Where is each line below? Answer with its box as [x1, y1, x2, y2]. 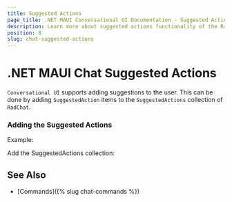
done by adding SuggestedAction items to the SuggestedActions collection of [7, 96, 223, 104]
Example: [7, 136, 34, 144]
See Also [7, 169, 46, 181]
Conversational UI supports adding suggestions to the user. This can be [7, 88, 213, 97]
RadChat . [7, 103, 31, 111]
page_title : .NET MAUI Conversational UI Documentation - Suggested [7, 17, 209, 23]
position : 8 [7, 29, 41, 37]
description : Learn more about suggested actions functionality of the [7, 23, 217, 30]
